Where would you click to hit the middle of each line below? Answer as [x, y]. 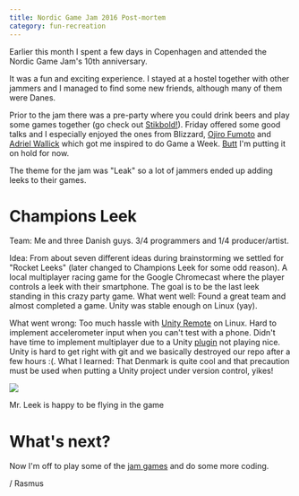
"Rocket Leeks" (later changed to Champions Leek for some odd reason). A [149, 268]
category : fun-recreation [57, 26]
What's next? [60, 441]
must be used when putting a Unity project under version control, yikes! [141, 371]
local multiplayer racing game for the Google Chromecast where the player [147, 277]
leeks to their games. [48, 179]
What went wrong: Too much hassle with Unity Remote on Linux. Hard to [143, 323]
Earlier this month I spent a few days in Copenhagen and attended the [138, 51]
